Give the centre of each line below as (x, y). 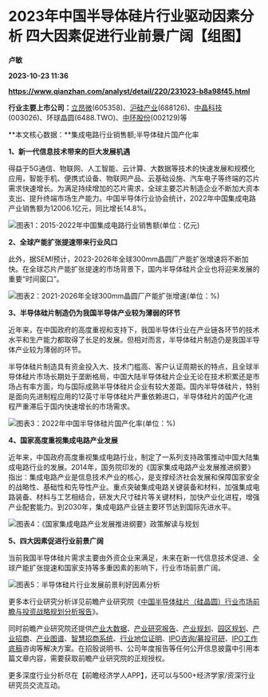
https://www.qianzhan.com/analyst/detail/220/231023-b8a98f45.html (129, 91)
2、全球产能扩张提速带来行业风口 (63, 242)
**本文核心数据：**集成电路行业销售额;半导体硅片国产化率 (104, 134)
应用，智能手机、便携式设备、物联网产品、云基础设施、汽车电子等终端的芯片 (134, 178)
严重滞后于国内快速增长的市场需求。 (74, 406)
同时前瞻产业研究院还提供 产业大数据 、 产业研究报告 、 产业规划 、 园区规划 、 (130, 628)
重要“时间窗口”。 (36, 279)
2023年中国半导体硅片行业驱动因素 (124, 16)
